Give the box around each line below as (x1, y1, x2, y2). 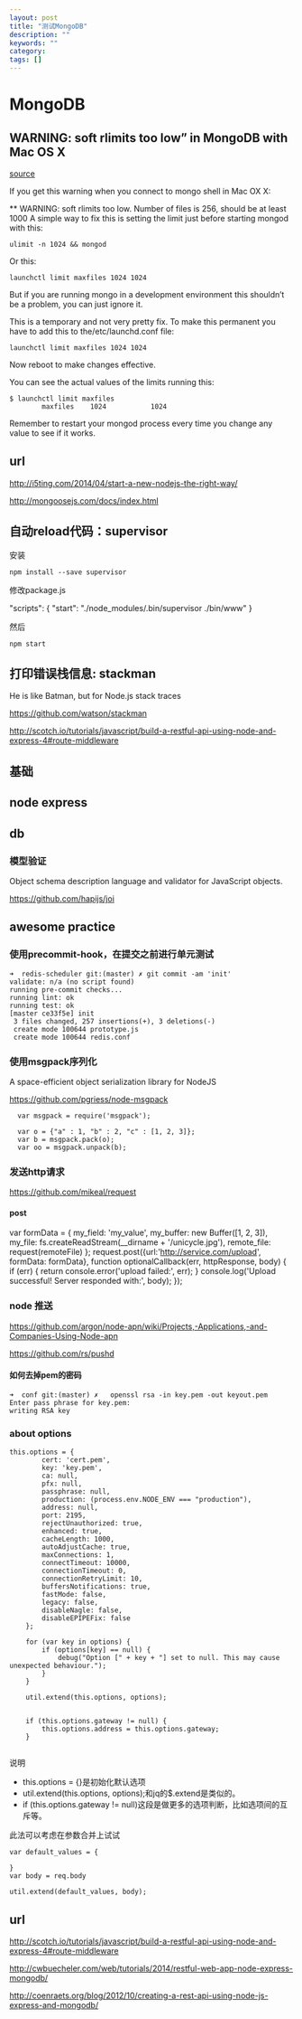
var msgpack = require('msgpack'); (17, 1111, 151, 1120)
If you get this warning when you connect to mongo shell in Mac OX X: (9, 186, 271, 196)
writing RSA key (9, 1406, 70, 1415)
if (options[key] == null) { (41, 1646, 151, 1655)
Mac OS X (9, 144, 66, 159)
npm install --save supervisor (9, 567, 127, 577)
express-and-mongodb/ (9, 2000, 99, 2010)
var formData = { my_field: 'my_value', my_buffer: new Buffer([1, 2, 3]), (9, 1227, 269, 1239)
